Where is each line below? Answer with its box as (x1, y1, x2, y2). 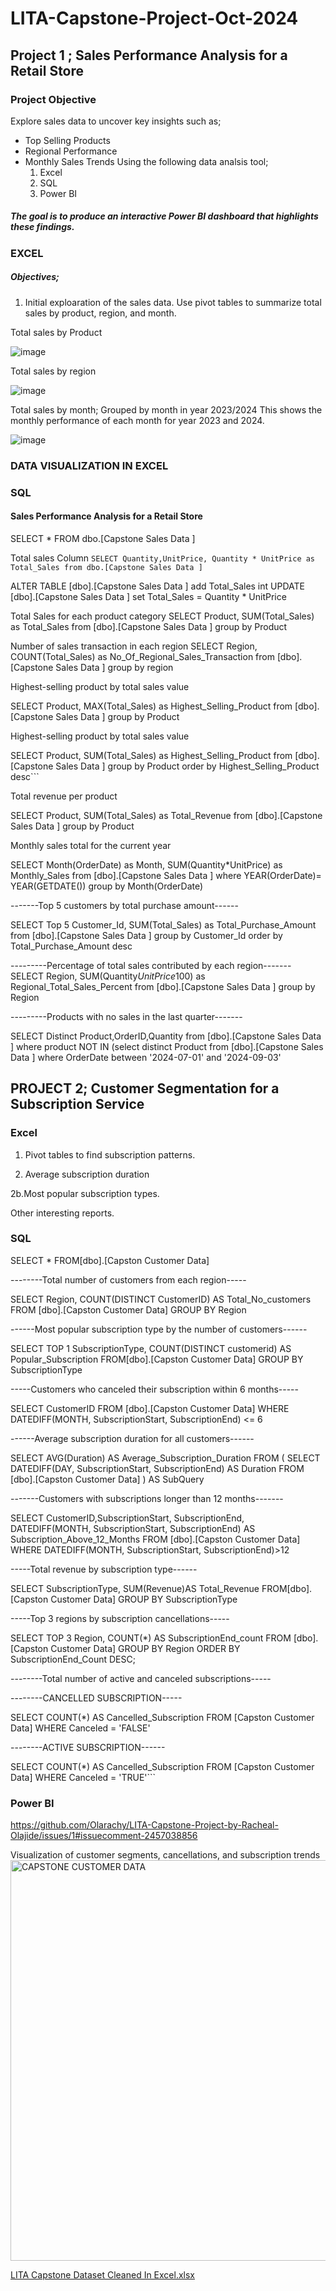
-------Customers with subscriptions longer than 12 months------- (10, 1492, 284, 1504)
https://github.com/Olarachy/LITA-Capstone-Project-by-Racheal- (10, 1819, 279, 1831)
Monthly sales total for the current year (10, 839, 172, 851)
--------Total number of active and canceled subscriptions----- (10, 1672, 272, 1684)
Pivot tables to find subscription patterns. (24, 1148, 196, 1161)
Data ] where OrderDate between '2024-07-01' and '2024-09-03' (10, 1051, 282, 1063)
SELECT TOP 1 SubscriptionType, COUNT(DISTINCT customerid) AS (10, 1342, 292, 1354)
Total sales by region (10, 365, 97, 377)
